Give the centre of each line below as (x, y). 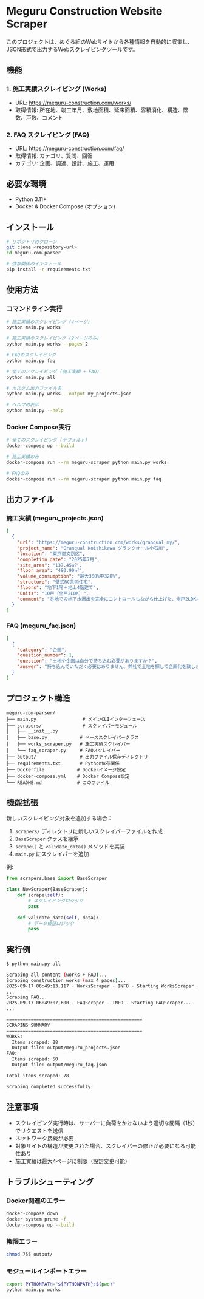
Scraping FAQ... (27, 997)
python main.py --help (35, 411)
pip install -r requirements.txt (49, 270)
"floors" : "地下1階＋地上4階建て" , (58, 588)
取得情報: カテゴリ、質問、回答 (54, 155)
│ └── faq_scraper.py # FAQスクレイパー (63, 750)
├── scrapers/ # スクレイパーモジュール (72, 726)
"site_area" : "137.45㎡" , (49, 565)
